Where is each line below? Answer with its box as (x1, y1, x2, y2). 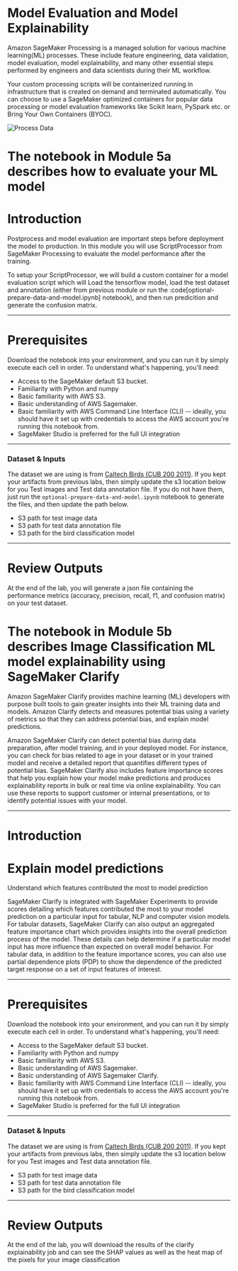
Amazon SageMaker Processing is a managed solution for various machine (7, 43, 227, 52)
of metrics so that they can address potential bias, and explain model (7, 715, 209, 723)
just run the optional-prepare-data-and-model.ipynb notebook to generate (7, 492, 225, 501)
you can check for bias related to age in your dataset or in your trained (7, 751, 213, 759)
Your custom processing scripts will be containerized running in (7, 79, 193, 88)
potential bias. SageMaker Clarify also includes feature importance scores (7, 767, 223, 775)
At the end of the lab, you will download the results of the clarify (7, 1241, 195, 1249)
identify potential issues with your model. (7, 796, 127, 805)
